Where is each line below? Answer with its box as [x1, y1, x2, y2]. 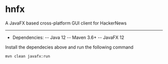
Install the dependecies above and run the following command [5, 44, 133, 50]
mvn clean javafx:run [5, 53, 50, 58]
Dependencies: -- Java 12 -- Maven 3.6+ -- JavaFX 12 [12, 34, 124, 40]
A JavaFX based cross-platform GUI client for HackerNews [5, 20, 127, 26]
